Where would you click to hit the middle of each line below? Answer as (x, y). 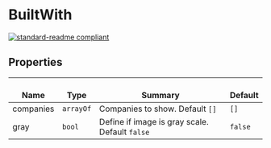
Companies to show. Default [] (158, 109)
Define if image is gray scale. (154, 121)
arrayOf (77, 109)
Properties (35, 62)
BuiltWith (40, 15)
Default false (125, 132)
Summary (160, 95)
